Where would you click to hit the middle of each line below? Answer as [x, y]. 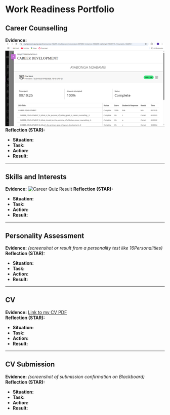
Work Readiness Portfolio [60, 9]
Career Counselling [36, 28]
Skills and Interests [36, 177]
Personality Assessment [45, 236]
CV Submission [30, 365]
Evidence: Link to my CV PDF [36, 312]
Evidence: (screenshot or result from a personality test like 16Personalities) [84, 248]
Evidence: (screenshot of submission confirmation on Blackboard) [75, 376]
